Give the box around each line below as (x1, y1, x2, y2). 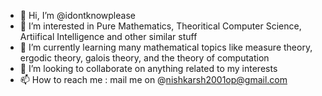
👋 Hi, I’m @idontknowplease (19, 10, 136, 21)
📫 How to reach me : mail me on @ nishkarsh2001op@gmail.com (19, 74, 288, 85)
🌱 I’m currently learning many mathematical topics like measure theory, (19, 41, 313, 53)
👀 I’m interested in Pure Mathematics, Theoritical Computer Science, (19, 20, 302, 32)
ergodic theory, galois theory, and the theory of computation (19, 52, 270, 64)
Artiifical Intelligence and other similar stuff (19, 31, 198, 42)
